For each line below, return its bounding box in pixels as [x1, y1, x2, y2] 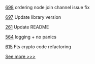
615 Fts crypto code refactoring [5, 44, 71, 50]
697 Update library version [5, 14, 61, 20]
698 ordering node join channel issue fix [5, 5, 90, 10]
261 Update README [5, 24, 49, 30]
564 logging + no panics [5, 34, 57, 40]
